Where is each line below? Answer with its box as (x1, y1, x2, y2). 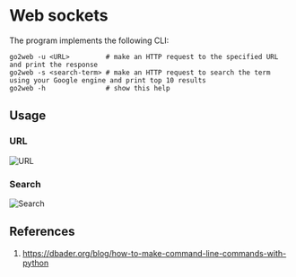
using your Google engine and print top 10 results (9, 75, 206, 85)
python (22, 257, 49, 268)
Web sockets (9, 5, 109, 26)
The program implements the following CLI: (9, 35, 170, 46)
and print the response (9, 60, 99, 69)
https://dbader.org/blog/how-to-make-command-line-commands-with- (22, 247, 287, 258)
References (9, 224, 75, 239)
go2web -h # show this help (9, 83, 170, 92)
